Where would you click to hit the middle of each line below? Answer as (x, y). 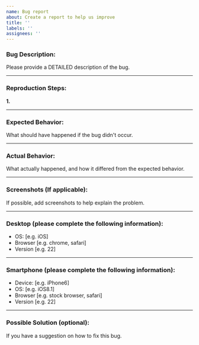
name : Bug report (28, 12)
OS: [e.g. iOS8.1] (35, 289)
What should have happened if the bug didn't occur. (70, 135)
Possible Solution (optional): (48, 322)
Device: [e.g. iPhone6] (42, 283)
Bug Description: (31, 55)
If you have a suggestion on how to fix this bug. (64, 336)
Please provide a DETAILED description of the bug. (68, 67)
